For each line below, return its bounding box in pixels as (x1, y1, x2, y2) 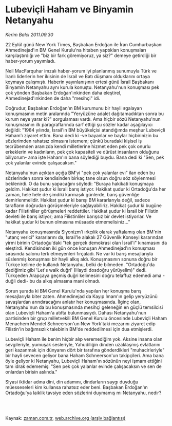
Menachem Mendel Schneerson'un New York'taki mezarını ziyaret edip (5, 320, 156, 327)
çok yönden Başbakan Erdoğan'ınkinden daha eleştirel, (5, 89, 122, 96)
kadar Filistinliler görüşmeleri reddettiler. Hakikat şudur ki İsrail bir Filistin (5, 208, 159, 214)
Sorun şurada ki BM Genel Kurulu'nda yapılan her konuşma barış (5, 288, 142, 294)
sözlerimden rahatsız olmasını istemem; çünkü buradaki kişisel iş (5, 138, 142, 144)
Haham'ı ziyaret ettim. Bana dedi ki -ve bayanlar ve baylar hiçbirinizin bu (5, 132, 158, 138)
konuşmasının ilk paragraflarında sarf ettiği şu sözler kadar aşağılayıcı (5, 121, 153, 127)
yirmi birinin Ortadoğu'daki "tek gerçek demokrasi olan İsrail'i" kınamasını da (5, 239, 167, 246)
